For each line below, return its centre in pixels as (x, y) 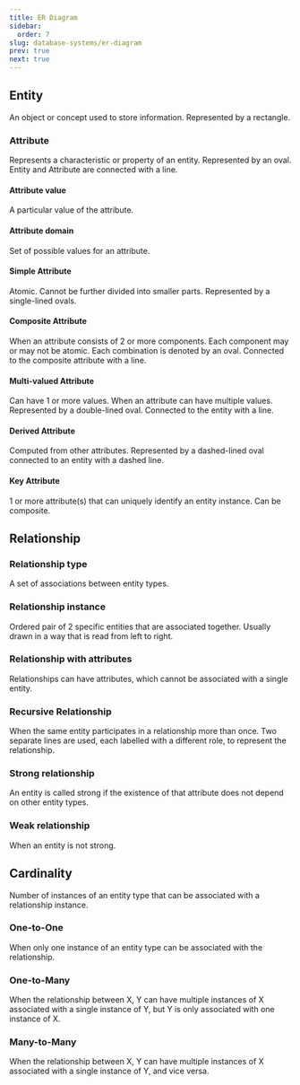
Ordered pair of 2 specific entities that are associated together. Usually (140, 626)
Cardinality (41, 874)
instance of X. (35, 1019)
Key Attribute (34, 480)
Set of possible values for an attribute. (80, 250)
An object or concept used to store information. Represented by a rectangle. (150, 117)
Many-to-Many (43, 1042)
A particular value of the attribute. (72, 210)
